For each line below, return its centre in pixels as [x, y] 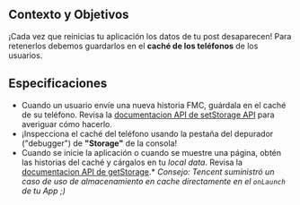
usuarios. [26, 55]
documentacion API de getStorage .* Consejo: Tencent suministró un [148, 171]
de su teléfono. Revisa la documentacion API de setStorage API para [148, 115]
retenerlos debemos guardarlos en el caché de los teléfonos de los [133, 46]
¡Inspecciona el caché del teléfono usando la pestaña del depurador [147, 133]
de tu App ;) [44, 191]
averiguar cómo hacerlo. [67, 124]
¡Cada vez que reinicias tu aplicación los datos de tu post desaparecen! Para [150, 36]
